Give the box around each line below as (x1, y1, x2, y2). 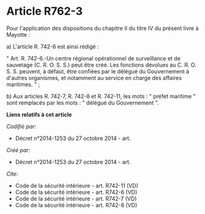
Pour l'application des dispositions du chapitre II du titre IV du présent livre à (6, 24, 199, 32)
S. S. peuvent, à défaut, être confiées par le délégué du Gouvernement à (6, 67, 190, 75)
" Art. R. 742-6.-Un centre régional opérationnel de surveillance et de (6, 54, 181, 62)
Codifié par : (6, 122, 37, 130)
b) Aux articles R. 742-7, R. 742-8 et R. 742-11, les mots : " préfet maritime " (6, 92, 196, 100)
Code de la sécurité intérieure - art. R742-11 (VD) (15, 182, 139, 189)
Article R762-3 (6, 4, 83, 18)
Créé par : (6, 146, 31, 153)
